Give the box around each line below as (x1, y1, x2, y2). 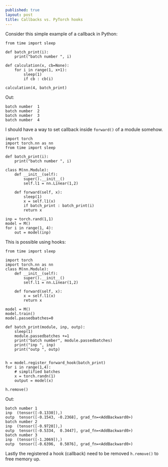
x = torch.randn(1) (14, 374, 56, 379)
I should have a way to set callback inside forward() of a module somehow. (5, 126, 163, 133)
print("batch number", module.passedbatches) (14, 338, 113, 343)
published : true (5, 7, 40, 13)
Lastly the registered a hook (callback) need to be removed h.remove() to (5, 451, 159, 457)
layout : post (5, 12, 33, 17)
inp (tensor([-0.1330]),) (5, 410, 63, 416)
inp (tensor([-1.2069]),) (5, 437, 63, 443)
